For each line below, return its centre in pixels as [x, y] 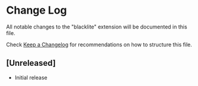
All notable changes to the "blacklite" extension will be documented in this [97, 27]
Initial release [31, 77]
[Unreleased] [31, 63]
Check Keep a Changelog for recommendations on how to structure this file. [99, 44]
